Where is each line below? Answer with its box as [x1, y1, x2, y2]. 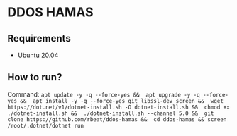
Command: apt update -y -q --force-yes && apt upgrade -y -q [7, 89, 200, 99]
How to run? [7, 71, 62, 83]
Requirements [7, 32, 71, 44]
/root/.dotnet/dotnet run [7, 122, 84, 129]
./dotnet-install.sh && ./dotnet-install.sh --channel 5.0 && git [7, 110, 214, 117]
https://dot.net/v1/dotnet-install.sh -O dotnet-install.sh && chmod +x [7, 104, 231, 111]
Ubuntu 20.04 [17, 51, 59, 59]
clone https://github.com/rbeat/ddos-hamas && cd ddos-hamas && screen [7, 116, 227, 123]
